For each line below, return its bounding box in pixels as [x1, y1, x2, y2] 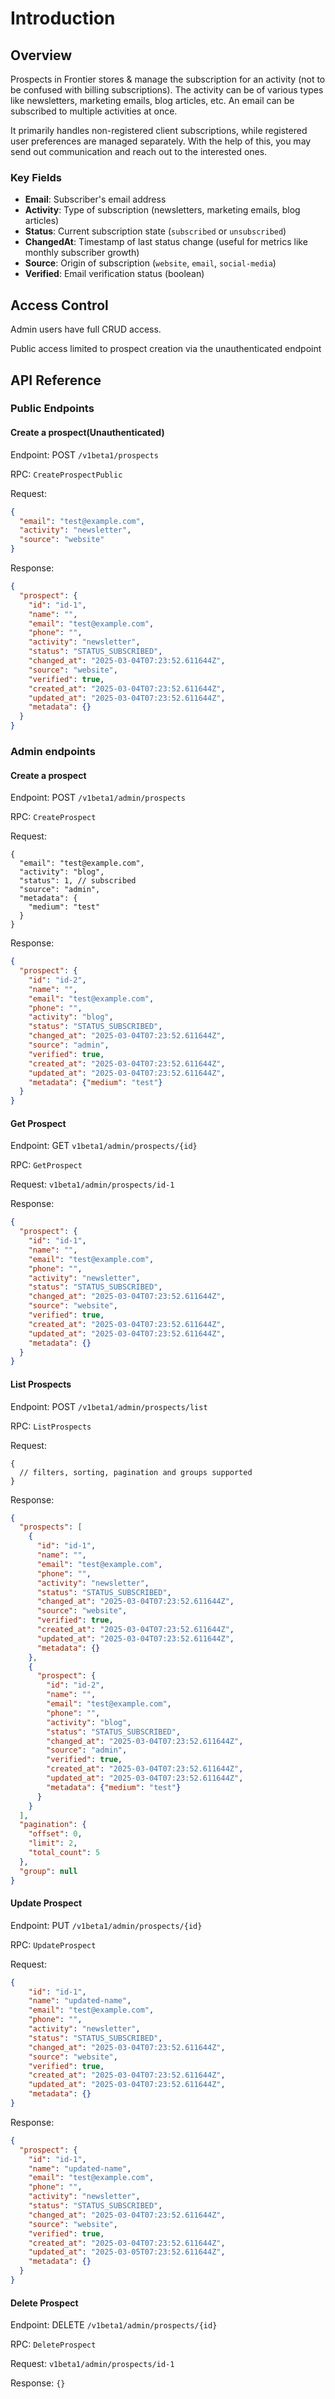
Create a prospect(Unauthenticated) [10, 427, 165, 439]
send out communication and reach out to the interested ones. [10, 146, 268, 157]
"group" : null [19, 1866, 78, 1876]
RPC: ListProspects [10, 1420, 92, 1432]
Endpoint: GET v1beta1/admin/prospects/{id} [10, 1140, 198, 1152]
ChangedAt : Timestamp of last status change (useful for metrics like [24, 236, 308, 248]
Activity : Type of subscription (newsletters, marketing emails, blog [24, 204, 301, 216]
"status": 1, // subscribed [19, 876, 137, 886]
